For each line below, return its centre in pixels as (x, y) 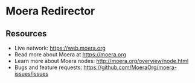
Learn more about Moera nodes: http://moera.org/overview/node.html (101, 61)
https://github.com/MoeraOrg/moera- (130, 67)
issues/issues (31, 74)
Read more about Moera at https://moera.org (70, 55)
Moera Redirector (50, 11)
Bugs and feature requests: (48, 67)
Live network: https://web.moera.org (60, 48)
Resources (26, 34)
